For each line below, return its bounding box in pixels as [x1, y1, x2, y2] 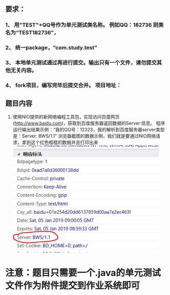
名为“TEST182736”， [5, 29, 59, 36]
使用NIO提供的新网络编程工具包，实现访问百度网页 [12, 114, 120, 120]
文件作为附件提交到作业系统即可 [5, 280, 140, 291]
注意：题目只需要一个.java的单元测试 [5, 267, 161, 279]
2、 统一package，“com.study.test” [5, 44, 97, 51]
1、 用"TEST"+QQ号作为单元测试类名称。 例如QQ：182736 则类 [5, 21, 164, 29]
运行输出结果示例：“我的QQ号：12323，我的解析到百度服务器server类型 [12, 126, 165, 132]
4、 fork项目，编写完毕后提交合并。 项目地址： [5, 82, 122, 89]
